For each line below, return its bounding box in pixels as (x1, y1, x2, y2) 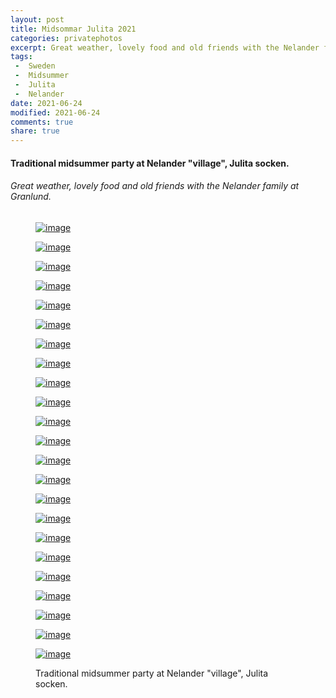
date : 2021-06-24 (10, 98, 83, 108)
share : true (10, 126, 60, 136)
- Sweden (14, 61, 56, 71)
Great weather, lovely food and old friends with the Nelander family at (10, 180, 300, 192)
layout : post (10, 14, 65, 25)
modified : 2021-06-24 (10, 107, 101, 118)
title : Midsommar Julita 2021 (10, 24, 137, 34)
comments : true (10, 117, 74, 127)
